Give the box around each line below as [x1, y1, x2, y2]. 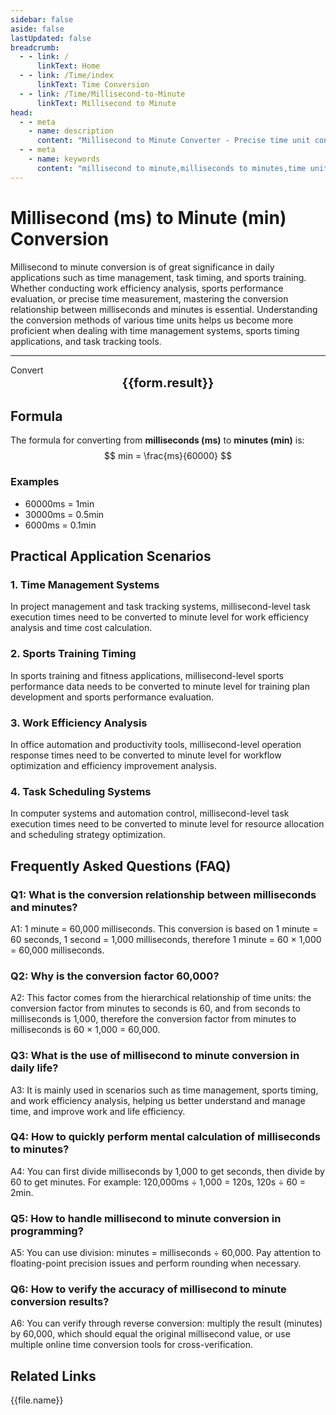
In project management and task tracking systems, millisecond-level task [10, 601, 311, 613]
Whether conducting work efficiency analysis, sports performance [10, 282, 284, 294]
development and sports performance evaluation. [10, 691, 215, 703]
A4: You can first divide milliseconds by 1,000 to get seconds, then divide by [10, 1165, 325, 1177]
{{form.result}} [121, 374, 215, 391]
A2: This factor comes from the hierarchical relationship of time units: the [10, 992, 312, 1004]
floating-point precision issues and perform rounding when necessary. [10, 1257, 302, 1270]
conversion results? [10, 1295, 110, 1309]
